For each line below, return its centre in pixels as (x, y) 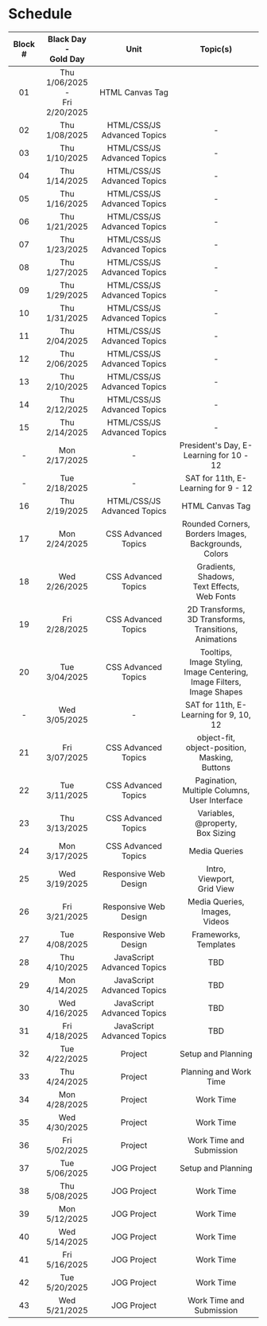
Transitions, (216, 629)
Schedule (41, 14)
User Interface (216, 800)
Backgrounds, (216, 543)
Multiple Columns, (216, 790)
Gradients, (216, 566)
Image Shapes (216, 691)
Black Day (67, 39)
